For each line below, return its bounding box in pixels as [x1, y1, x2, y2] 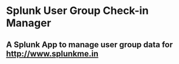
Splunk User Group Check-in [6, 4, 149, 17]
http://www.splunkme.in [6, 48, 99, 59]
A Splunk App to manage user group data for [6, 40, 173, 49]
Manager [6, 16, 51, 30]
